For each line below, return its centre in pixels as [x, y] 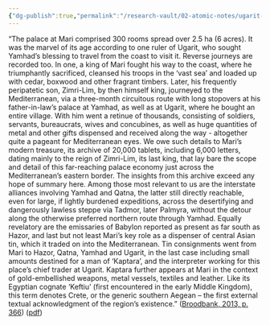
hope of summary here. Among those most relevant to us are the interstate [132, 184]
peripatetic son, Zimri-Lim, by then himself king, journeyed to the [116, 90]
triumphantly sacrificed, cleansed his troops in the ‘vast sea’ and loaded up [133, 72]
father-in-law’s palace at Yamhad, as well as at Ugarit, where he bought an [132, 107]
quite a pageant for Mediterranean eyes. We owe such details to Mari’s [125, 141]
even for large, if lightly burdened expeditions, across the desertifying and [131, 201]
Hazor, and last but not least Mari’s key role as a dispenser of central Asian [132, 235]
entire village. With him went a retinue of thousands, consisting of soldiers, [132, 115]
